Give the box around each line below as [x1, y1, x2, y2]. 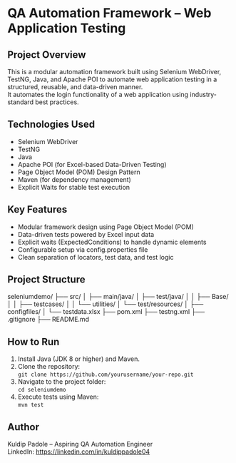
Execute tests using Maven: [17, 392, 99, 401]
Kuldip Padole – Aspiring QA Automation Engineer [7, 440, 153, 449]
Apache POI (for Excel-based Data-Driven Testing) [17, 160, 167, 168]
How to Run [7, 335, 60, 347]
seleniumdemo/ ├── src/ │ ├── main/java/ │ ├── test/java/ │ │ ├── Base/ [7, 292, 230, 301]
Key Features [7, 203, 68, 215]
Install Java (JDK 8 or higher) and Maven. [17, 355, 140, 363]
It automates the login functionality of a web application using [7, 91, 189, 98]
